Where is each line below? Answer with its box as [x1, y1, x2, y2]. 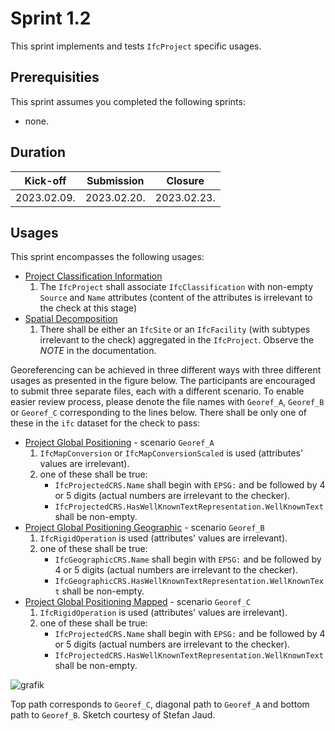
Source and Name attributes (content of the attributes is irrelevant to [39, 292, 313, 304]
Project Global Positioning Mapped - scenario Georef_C [24, 596, 252, 608]
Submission [86, 173, 145, 187]
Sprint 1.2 [10, 7, 92, 30]
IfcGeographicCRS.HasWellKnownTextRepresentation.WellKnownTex [54, 577, 324, 587]
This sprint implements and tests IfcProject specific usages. [10, 40, 262, 52]
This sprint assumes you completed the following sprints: [10, 95, 246, 107]
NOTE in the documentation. [39, 345, 157, 357]
